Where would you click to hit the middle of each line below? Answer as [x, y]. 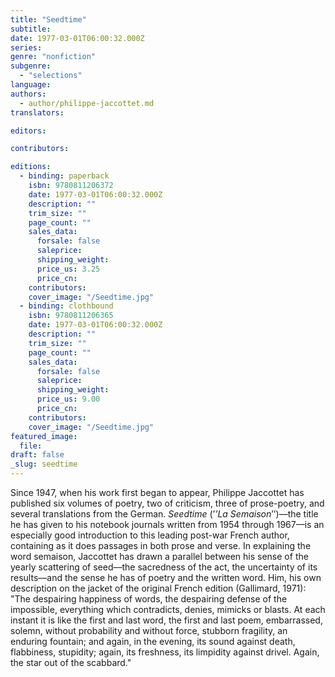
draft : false [37, 455]
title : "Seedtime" [48, 19]
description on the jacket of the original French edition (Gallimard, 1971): [158, 588]
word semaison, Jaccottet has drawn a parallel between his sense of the [159, 556]
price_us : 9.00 [68, 399]
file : [31, 446]
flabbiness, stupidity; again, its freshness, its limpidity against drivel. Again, [165, 652]
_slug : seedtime [44, 464]
